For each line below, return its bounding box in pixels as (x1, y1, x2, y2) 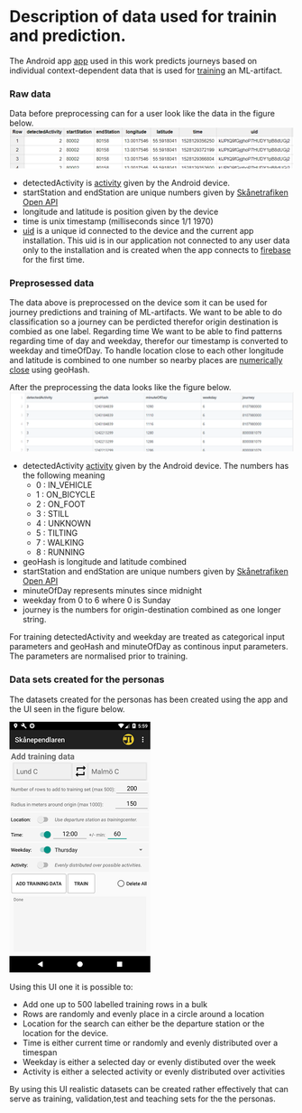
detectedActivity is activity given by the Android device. (22, 177, 231, 188)
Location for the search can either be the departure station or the (22, 1018, 265, 1029)
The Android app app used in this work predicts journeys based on (9, 55, 258, 66)
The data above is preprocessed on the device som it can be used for (9, 296, 268, 308)
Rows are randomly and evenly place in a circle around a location (22, 1008, 265, 1019)
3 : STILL (35, 509, 69, 519)
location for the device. (22, 1027, 109, 1038)
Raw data (9, 88, 51, 100)
